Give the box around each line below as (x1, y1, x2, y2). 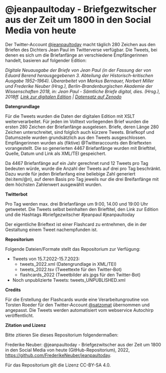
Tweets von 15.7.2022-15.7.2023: (12, 256, 80, 262)
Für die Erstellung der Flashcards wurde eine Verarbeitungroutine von (5, 296, 149, 302)
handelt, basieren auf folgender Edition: (5, 57, 87, 63)
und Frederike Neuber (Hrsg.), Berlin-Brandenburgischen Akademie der (5, 83, 153, 89)
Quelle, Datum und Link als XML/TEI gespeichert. (5, 150, 106, 156)
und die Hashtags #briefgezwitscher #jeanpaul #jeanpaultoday (5, 212, 135, 218)
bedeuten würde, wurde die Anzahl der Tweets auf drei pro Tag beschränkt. (5, 165, 161, 171)
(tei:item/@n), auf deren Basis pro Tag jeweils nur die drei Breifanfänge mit (5, 176, 159, 182)
